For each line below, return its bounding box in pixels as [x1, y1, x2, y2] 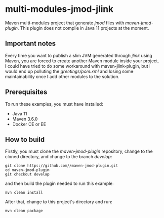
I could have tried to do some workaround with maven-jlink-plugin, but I [5, 63, 151, 69]
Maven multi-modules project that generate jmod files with [5, 20, 124, 26]
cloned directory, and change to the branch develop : [5, 154, 112, 160]
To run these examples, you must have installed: [5, 101, 104, 107]
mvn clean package [5, 209, 43, 214]
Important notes [5, 40, 56, 48]
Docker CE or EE [12, 121, 46, 127]
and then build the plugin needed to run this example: [5, 180, 114, 186]
